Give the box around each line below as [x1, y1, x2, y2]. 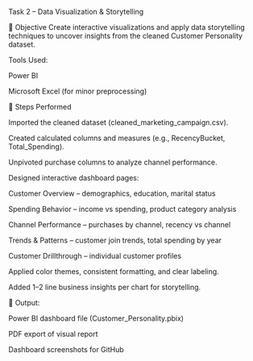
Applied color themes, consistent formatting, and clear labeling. [8, 267, 219, 276]
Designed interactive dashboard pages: [8, 173, 139, 182]
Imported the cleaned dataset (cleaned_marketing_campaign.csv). [8, 118, 229, 127]
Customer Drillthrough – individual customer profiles [8, 251, 182, 260]
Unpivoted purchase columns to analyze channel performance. [8, 157, 218, 167]
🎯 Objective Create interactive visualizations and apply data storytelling [8, 23, 245, 31]
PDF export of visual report [8, 330, 98, 338]
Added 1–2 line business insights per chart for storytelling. [8, 282, 201, 292]
